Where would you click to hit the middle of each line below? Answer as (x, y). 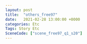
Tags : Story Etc (22, 29)
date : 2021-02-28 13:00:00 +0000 (43, 19)
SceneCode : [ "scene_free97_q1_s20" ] (44, 33)
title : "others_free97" (31, 15)
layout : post (19, 10)
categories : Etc (22, 24)
